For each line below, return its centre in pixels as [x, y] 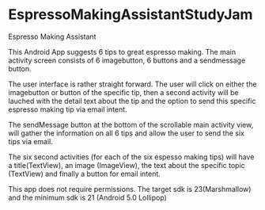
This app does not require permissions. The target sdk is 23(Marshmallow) [130, 189]
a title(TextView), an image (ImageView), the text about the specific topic [127, 165]
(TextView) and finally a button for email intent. [84, 174]
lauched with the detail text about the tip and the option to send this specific [132, 101]
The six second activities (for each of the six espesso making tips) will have [131, 157]
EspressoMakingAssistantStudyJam [131, 15]
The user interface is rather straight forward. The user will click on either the [132, 84]
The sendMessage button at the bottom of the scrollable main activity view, [131, 124]
